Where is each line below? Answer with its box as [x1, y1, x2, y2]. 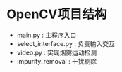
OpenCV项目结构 [6, 6, 107, 22]
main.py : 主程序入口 [16, 31, 77, 39]
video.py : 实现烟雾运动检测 [16, 48, 97, 57]
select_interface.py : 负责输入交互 [16, 39, 116, 48]
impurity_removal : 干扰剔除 [16, 57, 97, 65]
